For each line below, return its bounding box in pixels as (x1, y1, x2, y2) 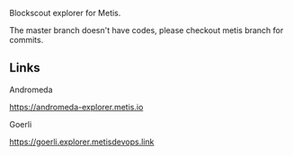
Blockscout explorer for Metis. (9, 8, 121, 18)
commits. (9, 35, 44, 45)
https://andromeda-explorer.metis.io (9, 101, 144, 112)
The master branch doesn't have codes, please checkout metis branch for (9, 25, 284, 35)
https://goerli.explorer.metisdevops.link (9, 136, 155, 147)
